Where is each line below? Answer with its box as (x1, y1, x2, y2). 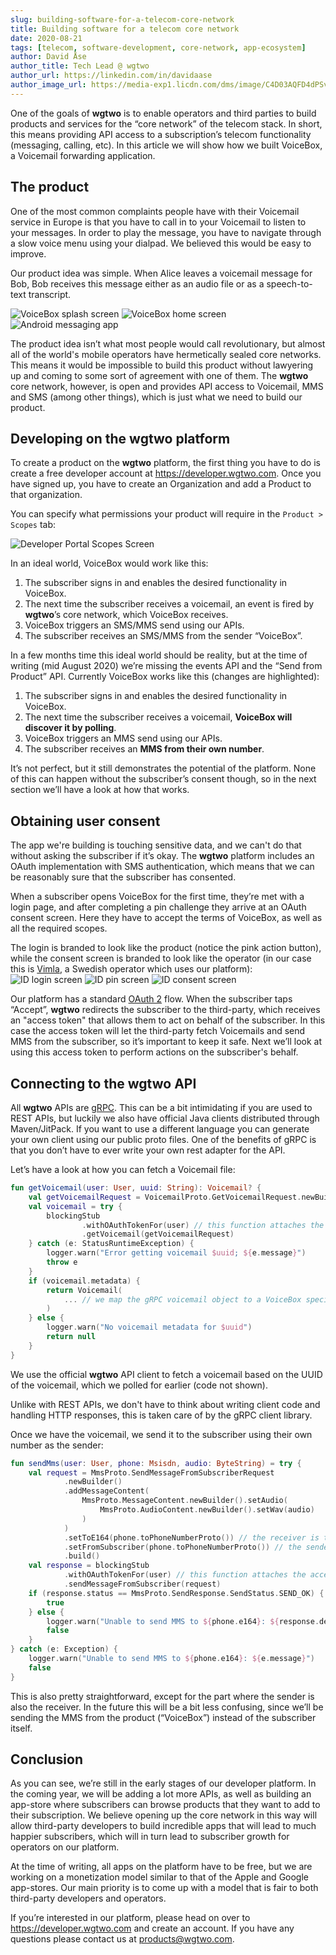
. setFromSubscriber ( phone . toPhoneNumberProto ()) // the (63, 1542, 302, 1552)
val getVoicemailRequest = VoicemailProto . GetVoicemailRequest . (28, 1192, 302, 1202)
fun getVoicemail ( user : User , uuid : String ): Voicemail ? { (10, 1183, 262, 1193)
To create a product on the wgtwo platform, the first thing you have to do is (10, 457, 321, 469)
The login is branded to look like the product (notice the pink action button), (10, 942, 322, 954)
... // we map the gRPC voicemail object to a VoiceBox (63, 1294, 302, 1305)
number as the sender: (10, 1439, 104, 1451)
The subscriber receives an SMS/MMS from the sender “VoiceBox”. (24, 630, 303, 642)
